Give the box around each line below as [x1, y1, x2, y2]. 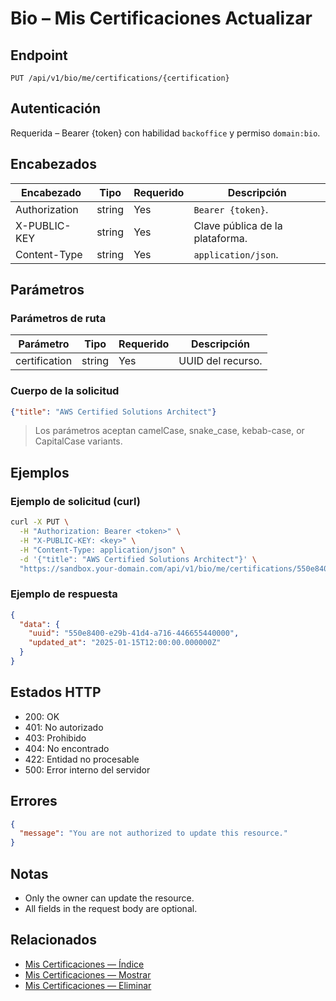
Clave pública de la [193, 218, 283, 232]
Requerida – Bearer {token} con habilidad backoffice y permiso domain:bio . [10, 127, 321, 139]
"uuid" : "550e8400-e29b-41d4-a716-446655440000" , [28, 628, 240, 639]
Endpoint [10, 47, 68, 64]
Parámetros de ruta [10, 311, 107, 325]
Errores [10, 793, 58, 810]
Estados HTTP [10, 684, 102, 701]
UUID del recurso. [178, 354, 263, 368]
